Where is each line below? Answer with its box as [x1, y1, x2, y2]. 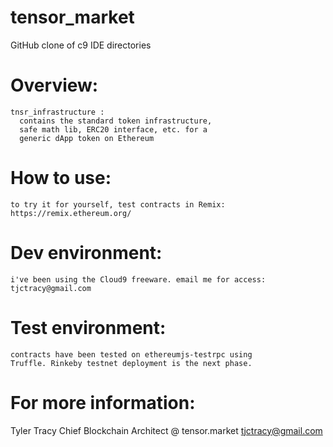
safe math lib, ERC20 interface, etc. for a [19, 124, 208, 135]
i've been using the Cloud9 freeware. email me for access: [10, 274, 267, 285]
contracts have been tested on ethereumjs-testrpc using [10, 349, 253, 360]
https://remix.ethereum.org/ [10, 208, 132, 218]
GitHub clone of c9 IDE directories [10, 39, 152, 51]
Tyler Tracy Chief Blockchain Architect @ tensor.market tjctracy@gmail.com [10, 424, 323, 436]
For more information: [10, 391, 196, 414]
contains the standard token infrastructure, [19, 116, 213, 126]
